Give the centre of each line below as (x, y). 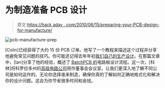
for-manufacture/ (35, 30)
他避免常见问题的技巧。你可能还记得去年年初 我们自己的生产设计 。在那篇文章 (82, 56)
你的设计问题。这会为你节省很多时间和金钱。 (50, 80)
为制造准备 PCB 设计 (46, 10)
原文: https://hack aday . (41, 25)
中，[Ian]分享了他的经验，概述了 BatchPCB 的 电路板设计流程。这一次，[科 (80, 62)
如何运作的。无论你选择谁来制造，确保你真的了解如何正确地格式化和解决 (87, 74)
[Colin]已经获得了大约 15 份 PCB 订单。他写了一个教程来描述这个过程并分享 (81, 50)
